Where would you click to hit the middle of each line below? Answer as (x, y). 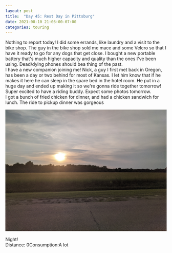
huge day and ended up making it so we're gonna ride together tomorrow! (83, 86)
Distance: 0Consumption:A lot (37, 245)
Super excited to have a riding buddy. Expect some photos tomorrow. (78, 92)
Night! (12, 240)
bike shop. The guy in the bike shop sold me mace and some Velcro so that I (86, 48)
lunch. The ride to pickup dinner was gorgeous (55, 102)
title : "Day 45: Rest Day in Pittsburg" (50, 16)
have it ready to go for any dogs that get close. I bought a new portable (80, 53)
